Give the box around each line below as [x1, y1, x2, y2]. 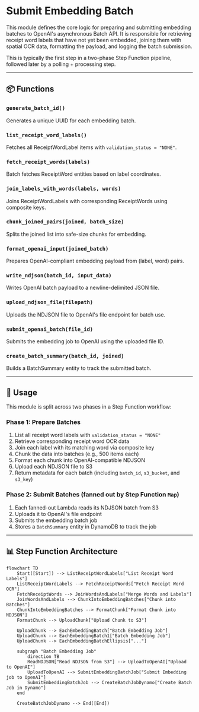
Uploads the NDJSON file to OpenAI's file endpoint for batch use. [6, 311, 166, 318]
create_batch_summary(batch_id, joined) [6, 352, 124, 359]
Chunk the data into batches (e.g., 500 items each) [14, 450, 139, 458]
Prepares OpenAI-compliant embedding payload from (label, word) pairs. [6, 257, 185, 265]
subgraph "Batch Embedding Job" [17, 648, 97, 654]
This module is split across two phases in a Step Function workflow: [6, 403, 172, 410]
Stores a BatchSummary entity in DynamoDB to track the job [14, 523, 157, 530]
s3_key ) [14, 476, 33, 483]
